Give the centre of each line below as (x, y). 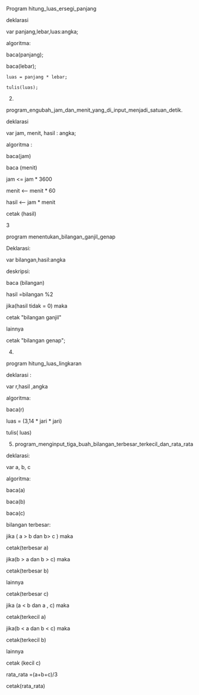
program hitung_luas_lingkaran (44, 363)
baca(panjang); (25, 55)
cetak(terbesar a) (27, 548)
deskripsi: (18, 271)
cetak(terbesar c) (27, 594)
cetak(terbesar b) (28, 571)
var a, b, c (18, 467)
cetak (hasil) (21, 214)
